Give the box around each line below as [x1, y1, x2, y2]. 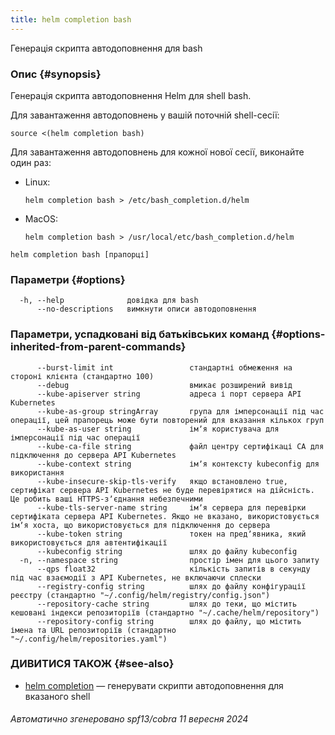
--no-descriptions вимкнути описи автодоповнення [36, 304, 257, 315]
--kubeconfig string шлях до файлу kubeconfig [36, 546, 298, 556]
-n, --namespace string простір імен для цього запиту [19, 555, 320, 565]
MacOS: [24, 212, 59, 225]
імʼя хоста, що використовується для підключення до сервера [10, 520, 271, 530]
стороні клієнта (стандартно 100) [10, 371, 155, 381]
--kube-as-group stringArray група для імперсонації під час [36, 406, 325, 416]
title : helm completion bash [10, 14, 132, 25]
